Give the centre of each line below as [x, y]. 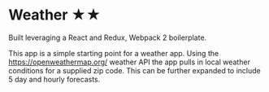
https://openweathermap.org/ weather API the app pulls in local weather [129, 62]
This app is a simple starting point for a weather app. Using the [114, 53]
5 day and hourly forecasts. [54, 79]
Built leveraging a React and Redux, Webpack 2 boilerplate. [108, 37]
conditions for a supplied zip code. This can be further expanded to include [135, 70]
